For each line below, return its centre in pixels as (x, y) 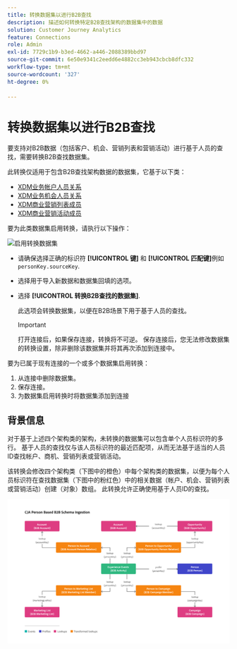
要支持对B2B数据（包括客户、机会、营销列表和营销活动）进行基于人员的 (112, 148)
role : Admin (25, 45)
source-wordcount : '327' (44, 74)
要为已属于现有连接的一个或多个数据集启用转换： (78, 363)
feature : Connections (39, 37)
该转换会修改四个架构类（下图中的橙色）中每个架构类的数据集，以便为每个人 (119, 471)
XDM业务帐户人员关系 (50, 187)
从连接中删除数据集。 (48, 378)
